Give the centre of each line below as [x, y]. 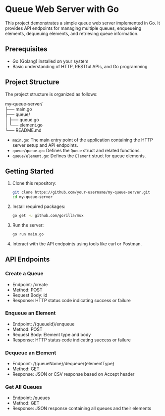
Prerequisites [26, 49]
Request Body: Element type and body [52, 334]
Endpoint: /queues [31, 398]
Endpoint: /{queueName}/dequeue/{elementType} [63, 364]
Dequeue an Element [31, 353]
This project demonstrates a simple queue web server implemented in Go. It [82, 23]
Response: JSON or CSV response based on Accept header [73, 374]
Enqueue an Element [30, 313]
